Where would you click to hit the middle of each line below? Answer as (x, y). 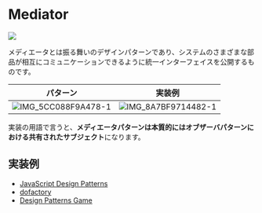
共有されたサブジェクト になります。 (87, 137)
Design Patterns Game (56, 200)
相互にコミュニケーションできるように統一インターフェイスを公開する (135, 61)
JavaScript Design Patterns (64, 183)
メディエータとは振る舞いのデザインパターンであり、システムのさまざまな (128, 52)
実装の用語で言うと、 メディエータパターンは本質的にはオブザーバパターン (127, 127)
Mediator (38, 15)
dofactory (35, 192)
